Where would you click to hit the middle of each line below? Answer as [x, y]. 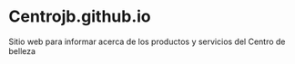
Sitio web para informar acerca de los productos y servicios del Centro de [147, 41]
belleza [22, 50]
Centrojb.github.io [80, 17]
